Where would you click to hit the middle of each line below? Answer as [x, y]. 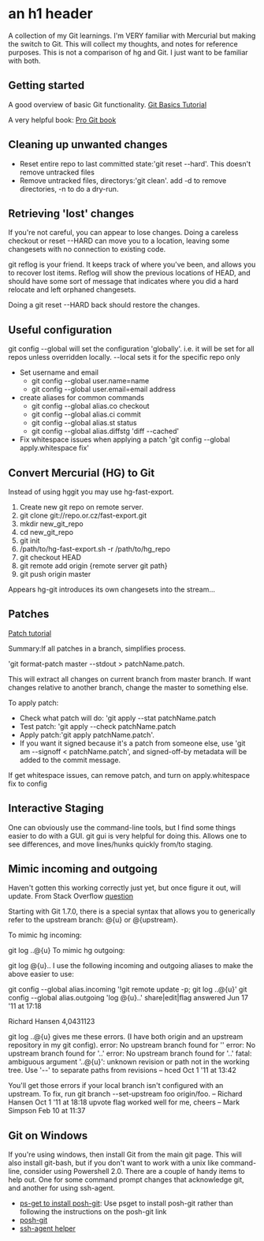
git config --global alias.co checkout [90, 406]
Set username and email [59, 372]
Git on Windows [48, 1136]
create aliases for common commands [82, 398]
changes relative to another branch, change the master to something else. [128, 687]
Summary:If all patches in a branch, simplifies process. [97, 649]
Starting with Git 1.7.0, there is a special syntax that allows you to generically [132, 911]
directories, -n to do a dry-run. [69, 189]
